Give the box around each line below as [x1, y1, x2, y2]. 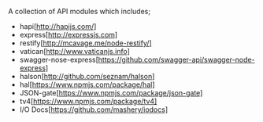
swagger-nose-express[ [19, 55, 98, 64]
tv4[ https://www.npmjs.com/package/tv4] [19, 97, 157, 106]
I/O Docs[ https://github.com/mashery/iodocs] [19, 105, 169, 114]
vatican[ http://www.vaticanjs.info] [19, 47, 130, 56]
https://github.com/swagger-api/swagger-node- [98, 55, 255, 64]
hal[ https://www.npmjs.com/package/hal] [19, 80, 155, 89]
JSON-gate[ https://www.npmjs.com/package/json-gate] [19, 88, 203, 97]
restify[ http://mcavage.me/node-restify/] [19, 38, 152, 48]
